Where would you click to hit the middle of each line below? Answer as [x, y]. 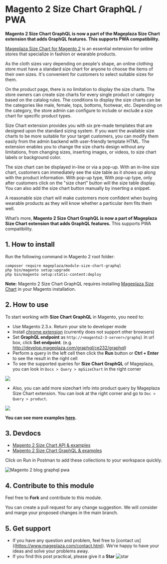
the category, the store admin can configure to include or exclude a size [79, 110]
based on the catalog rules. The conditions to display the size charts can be [83, 100]
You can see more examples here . [41, 418]
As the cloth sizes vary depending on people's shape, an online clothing [79, 63]
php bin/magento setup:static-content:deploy [53, 274]
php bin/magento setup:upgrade [38, 270]
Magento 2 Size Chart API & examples [51, 445]
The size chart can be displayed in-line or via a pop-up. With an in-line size [82, 167]
